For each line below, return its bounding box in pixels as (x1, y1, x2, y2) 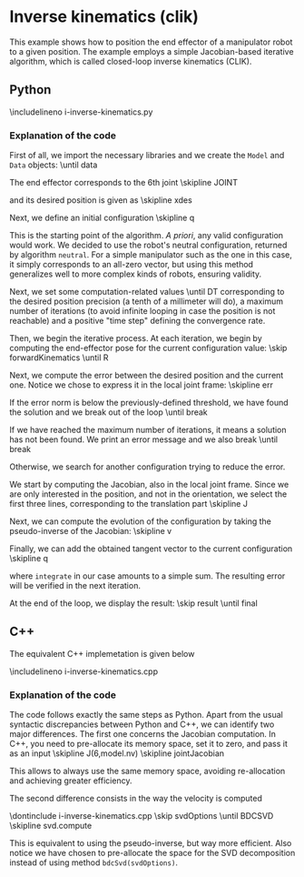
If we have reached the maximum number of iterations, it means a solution (9, 425, 288, 436)
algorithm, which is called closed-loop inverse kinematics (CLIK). (9, 55, 252, 66)
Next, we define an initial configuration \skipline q (9, 212, 195, 224)
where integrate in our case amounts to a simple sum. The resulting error (9, 570, 286, 581)
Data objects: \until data (9, 159, 98, 170)
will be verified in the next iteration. (9, 580, 141, 591)
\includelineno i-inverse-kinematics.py (9, 106, 153, 117)
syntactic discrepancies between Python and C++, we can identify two (9, 719, 275, 730)
